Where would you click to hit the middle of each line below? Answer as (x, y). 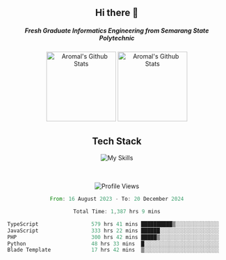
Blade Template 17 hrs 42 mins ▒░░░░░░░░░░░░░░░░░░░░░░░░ (113, 250)
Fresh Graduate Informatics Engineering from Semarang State (117, 30)
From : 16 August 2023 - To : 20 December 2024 (117, 199)
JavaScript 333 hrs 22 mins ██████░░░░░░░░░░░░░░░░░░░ (113, 231)
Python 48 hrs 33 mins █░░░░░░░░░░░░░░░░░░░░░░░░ (113, 244)
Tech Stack (117, 141)
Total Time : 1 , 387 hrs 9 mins (117, 212)
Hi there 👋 (117, 13)
